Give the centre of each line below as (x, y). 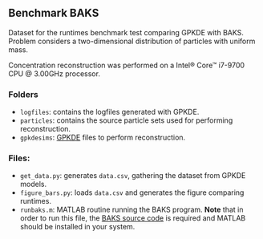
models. (33, 184)
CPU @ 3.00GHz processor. (54, 73)
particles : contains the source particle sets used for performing (126, 120)
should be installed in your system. (77, 227)
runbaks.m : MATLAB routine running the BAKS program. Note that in (131, 210)
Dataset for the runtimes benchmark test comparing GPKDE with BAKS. (126, 32)
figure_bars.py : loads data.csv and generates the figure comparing (132, 192)
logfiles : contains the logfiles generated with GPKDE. (109, 112)
